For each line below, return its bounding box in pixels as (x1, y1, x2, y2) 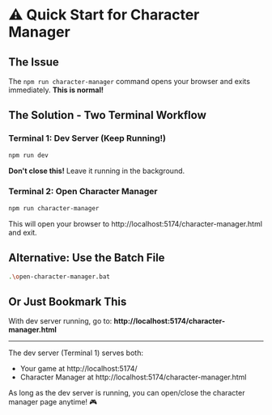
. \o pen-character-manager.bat (8, 273, 111, 281)
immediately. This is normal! (8, 85, 104, 95)
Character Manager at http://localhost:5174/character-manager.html (19, 372, 247, 382)
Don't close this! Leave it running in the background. (8, 166, 185, 176)
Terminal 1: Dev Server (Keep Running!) (8, 133, 166, 144)
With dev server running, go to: (8, 316, 113, 326)
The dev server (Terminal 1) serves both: (8, 348, 144, 358)
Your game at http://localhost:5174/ (19, 364, 138, 374)
